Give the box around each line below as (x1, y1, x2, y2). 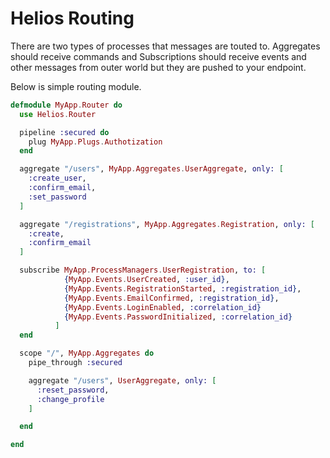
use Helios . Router (19, 109, 97, 119)
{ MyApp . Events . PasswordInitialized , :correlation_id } (63, 312, 293, 322)
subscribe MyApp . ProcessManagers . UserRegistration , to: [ (19, 265, 267, 276)
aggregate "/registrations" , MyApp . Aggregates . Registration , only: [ (19, 219, 315, 229)
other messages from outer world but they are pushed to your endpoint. (10, 61, 307, 73)
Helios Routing (10, 7, 135, 30)
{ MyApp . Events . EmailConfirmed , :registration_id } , (63, 293, 280, 303)
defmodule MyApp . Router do (10, 100, 123, 110)
